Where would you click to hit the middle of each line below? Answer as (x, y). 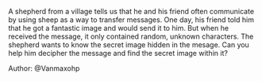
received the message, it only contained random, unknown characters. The (131, 36)
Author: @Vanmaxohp (44, 68)
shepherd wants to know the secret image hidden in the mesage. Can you (129, 45)
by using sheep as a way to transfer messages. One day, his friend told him (131, 20)
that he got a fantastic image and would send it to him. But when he (118, 28)
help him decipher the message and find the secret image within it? (118, 53)
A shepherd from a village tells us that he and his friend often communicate (131, 11)
